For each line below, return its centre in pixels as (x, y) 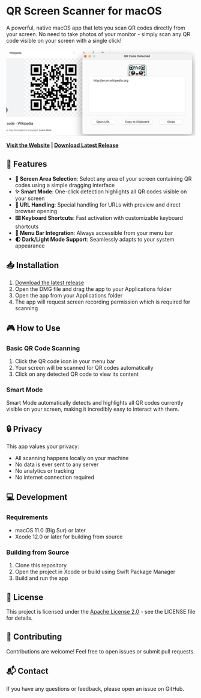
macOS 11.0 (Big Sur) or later (50, 530)
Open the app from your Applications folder (69, 296)
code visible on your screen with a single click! (64, 40)
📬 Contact (27, 671)
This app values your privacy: (43, 446)
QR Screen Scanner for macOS (84, 11)
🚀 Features (27, 164)
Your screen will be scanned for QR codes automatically (84, 368)
